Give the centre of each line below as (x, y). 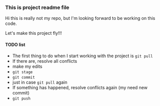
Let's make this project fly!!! (34, 33)
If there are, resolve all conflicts (45, 61)
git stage (23, 72)
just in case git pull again (40, 82)
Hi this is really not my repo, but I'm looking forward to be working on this (80, 18)
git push (21, 99)
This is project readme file (37, 7)
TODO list (15, 44)
